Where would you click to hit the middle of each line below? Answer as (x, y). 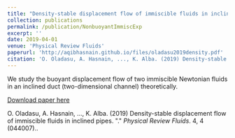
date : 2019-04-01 (33, 40)
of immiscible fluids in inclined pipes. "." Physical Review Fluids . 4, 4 (106, 121)
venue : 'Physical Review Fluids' (56, 46)
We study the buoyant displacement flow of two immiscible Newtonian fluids (117, 79)
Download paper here (38, 100)
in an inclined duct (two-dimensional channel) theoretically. (93, 86)
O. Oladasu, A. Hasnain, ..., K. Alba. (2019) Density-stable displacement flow (117, 113)
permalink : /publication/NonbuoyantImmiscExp (74, 26)
